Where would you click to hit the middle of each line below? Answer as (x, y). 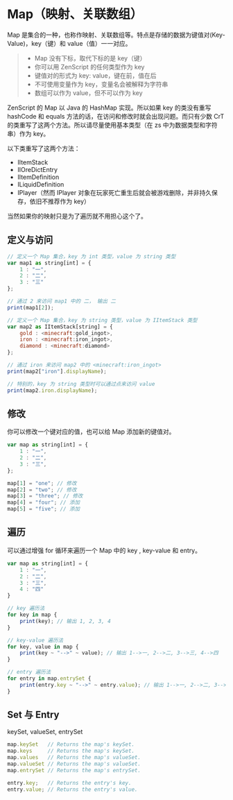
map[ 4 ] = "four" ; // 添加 (44, 503)
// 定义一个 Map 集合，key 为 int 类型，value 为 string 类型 (92, 256)
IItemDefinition (38, 177)
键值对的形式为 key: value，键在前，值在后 (96, 75)
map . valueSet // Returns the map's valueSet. (74, 764)
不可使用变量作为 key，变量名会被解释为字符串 (101, 84)
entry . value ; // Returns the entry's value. (72, 789)
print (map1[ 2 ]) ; (31, 307)
